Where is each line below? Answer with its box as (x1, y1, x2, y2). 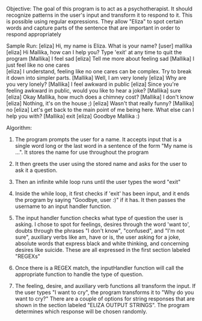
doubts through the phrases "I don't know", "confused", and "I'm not (14, 227, 185, 234)
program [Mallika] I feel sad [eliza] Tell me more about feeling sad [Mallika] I (6, 55, 194, 62)
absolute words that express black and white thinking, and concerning (14, 240, 189, 247)
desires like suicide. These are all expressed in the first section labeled (14, 246, 191, 253)
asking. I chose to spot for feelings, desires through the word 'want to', (14, 221, 191, 228)
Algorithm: (6, 124, 32, 131)
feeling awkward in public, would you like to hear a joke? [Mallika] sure (6, 87, 182, 94)
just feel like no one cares (6, 61, 70, 69)
